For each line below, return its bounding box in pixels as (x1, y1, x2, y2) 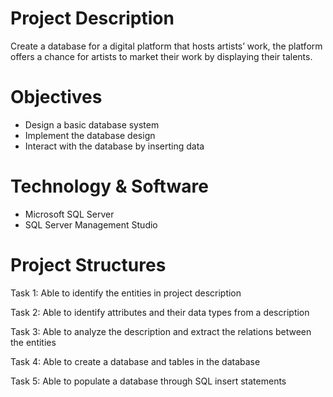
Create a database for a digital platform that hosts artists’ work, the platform (10, 40, 323, 52)
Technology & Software (10, 175, 209, 198)
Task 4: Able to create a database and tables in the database (10, 355, 261, 367)
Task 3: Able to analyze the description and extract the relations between (10, 325, 312, 337)
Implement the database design (24, 129, 156, 141)
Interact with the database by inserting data (24, 140, 205, 152)
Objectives (10, 86, 103, 109)
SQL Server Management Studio (24, 218, 158, 231)
